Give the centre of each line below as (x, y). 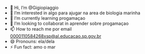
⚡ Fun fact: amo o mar (33, 47)
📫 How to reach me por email (41, 29)
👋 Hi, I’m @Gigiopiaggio (34, 8)
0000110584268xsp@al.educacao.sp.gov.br (55, 36)
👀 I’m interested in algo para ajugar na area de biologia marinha (75, 13)
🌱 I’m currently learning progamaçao (47, 18)
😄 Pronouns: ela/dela (32, 41)
